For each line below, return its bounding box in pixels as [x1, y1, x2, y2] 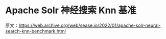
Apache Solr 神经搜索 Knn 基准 [5, 5, 136, 16]
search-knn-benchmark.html [5, 28, 66, 34]
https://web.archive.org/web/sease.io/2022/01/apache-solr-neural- [18, 22, 161, 28]
